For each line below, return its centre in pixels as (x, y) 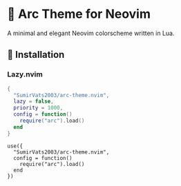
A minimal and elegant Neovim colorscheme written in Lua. (91, 33)
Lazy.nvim (25, 74)
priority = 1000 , (38, 108)
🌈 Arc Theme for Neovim (79, 14)
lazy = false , (34, 102)
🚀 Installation (36, 55)
